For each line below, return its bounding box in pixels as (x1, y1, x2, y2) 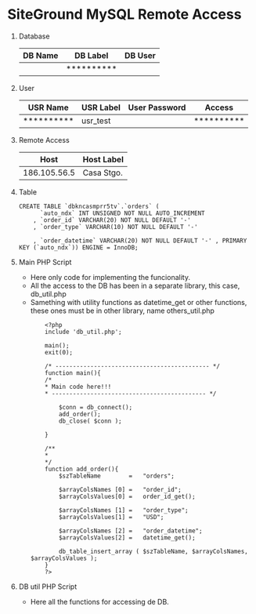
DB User (124, 49, 156, 60)
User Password (128, 102, 186, 113)
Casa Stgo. (82, 167, 123, 178)
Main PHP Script (18, 257, 72, 267)
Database (18, 31, 50, 41)
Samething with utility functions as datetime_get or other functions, (30, 297, 247, 307)
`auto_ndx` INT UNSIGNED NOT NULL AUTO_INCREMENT (39, 209, 205, 217)
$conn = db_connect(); (58, 403, 133, 411)
